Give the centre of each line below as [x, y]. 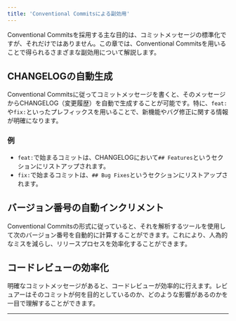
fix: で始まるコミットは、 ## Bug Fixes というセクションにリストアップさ [123, 175]
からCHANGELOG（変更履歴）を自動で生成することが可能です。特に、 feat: [117, 103]
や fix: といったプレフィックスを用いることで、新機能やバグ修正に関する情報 [118, 112]
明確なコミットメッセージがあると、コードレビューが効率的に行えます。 [111, 286]
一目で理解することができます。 [53, 303]
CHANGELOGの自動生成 [60, 77]
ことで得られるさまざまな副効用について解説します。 [84, 52]
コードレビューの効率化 [58, 267]
